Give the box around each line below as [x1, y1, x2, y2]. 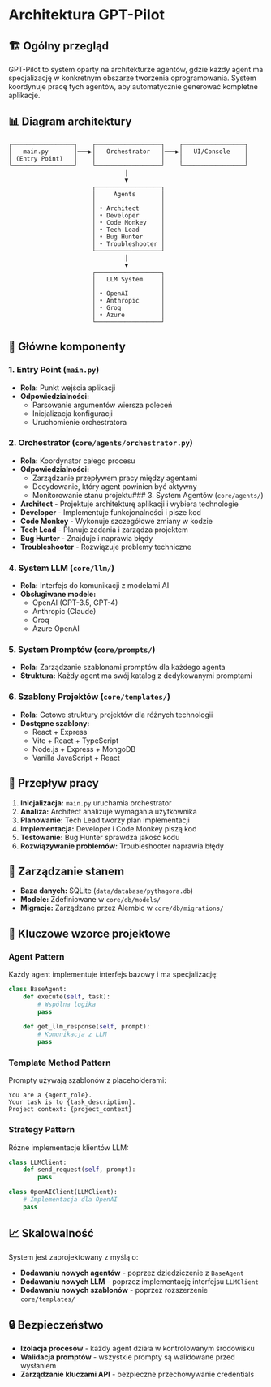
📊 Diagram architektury [8, 115, 132, 129]
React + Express [32, 727, 88, 736]
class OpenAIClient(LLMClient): [8, 1188, 118, 1196]
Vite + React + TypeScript [32, 736, 119, 745]
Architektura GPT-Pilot [8, 6, 165, 24]
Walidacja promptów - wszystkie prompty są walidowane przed [19, 1352, 235, 1362]
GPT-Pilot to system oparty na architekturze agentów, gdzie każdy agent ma [8, 65, 264, 74]
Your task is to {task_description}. [8, 1098, 136, 1106]
